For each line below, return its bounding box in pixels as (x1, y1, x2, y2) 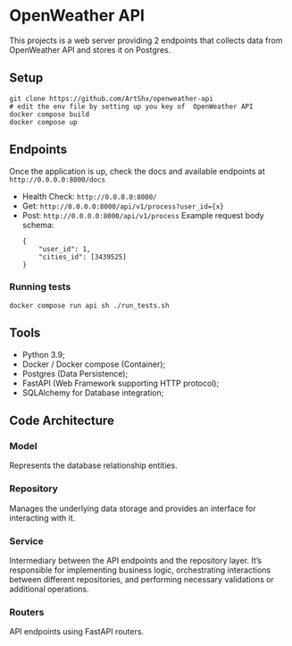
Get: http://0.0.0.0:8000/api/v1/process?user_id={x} (21, 200, 225, 211)
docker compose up (9, 117, 78, 126)
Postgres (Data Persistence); (21, 368, 129, 378)
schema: (21, 219, 54, 230)
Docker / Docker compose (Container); (21, 359, 166, 370)
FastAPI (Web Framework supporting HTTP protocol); (21, 378, 220, 388)
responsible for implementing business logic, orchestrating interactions (9, 565, 271, 575)
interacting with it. (9, 512, 76, 523)
